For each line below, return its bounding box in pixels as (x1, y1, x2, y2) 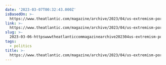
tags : (5, 39, 16, 44)
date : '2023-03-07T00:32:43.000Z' (5, 7, 77, 12)
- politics (9, 43, 32, 48)
